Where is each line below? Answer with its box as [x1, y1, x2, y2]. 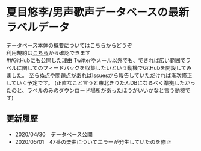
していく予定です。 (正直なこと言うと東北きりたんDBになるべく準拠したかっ [6, 79, 196, 86]
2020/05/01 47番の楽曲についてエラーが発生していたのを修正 [14, 138, 172, 145]
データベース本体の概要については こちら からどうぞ [6, 42, 132, 49]
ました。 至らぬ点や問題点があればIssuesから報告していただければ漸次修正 [6, 72, 193, 79]
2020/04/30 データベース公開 [14, 131, 93, 138]
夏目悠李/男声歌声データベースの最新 [6, 5, 190, 19]
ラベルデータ [6, 20, 70, 34]
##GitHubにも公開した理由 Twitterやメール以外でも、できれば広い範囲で [6, 57, 186, 64]
